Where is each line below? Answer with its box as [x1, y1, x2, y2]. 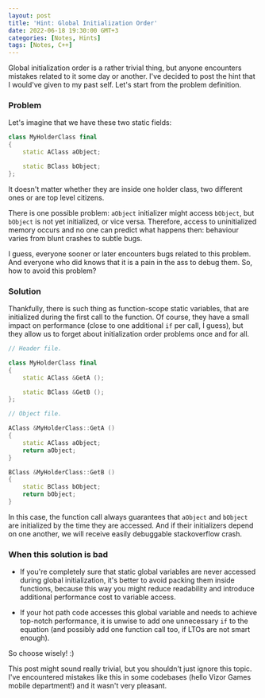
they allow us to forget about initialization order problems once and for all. [8, 330, 250, 339]
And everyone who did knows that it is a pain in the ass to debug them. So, [8, 257, 252, 267]
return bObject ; [22, 490, 77, 498]
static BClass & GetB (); [22, 388, 105, 396]
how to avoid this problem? [8, 266, 97, 275]
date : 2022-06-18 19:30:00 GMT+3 [8, 26, 119, 34]
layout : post [8, 11, 52, 20]
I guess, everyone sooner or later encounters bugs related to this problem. [8, 248, 252, 259]
